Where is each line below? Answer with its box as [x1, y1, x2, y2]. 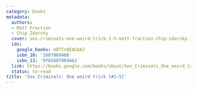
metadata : [6, 14, 30, 20]
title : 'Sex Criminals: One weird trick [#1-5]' [6, 74, 127, 80]
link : [11, 63, 25, 69]
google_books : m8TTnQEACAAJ [16, 47, 85, 53]
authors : [11, 19, 33, 25]
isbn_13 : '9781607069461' [16, 57, 80, 63]
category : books [6, 8, 46, 15]
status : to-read [11, 69, 51, 74]
